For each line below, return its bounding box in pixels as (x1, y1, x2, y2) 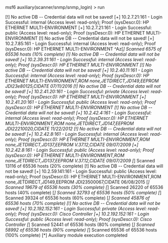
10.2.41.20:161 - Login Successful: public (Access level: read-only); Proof (5, 99, 156, 105)
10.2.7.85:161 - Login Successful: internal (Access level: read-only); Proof (5, 41, 156, 47)
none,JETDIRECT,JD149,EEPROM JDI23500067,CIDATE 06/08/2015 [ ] (5, 179, 150, 185)
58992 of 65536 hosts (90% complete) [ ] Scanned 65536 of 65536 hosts (5, 227, 157, 232)
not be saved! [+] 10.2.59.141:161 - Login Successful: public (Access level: (5, 168, 157, 174)
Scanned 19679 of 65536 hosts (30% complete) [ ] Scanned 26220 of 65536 (5, 184, 163, 190)
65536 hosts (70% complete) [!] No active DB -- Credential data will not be (5, 200, 160, 206)
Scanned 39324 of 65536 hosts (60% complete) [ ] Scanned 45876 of (5, 195, 150, 201)
